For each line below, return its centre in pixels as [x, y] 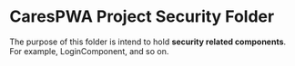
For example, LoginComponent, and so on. [89, 51]
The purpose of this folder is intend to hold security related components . [148, 42]
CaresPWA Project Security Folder [142, 17]
